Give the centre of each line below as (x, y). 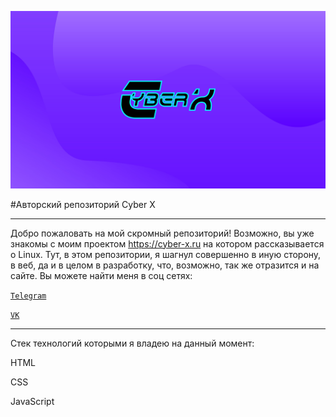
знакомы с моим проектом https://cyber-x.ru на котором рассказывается (167, 243)
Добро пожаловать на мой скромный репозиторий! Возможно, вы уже (162, 233)
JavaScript (32, 401)
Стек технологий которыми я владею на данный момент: (132, 343)
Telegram (28, 296)
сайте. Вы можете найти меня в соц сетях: (101, 275)
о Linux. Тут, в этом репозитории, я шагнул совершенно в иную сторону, (166, 254)
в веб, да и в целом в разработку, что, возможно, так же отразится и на (165, 265)
